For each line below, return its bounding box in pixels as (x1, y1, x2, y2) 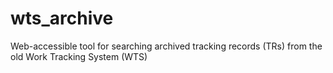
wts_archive (10, 7, 114, 30)
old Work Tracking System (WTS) (10, 50, 148, 62)
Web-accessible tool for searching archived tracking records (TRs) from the (10, 40, 323, 52)
